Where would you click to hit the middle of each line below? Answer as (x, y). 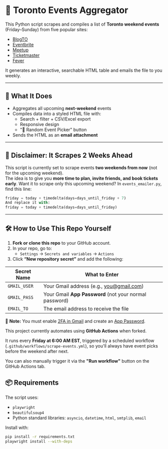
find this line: (18, 189)
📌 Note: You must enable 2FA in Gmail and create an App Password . (75, 321)
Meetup (20, 50)
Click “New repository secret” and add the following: (68, 259)
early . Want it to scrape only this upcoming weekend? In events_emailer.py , (83, 183)
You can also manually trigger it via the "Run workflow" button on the (77, 361)
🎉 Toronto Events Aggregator (67, 10)
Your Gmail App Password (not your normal (95, 294)
